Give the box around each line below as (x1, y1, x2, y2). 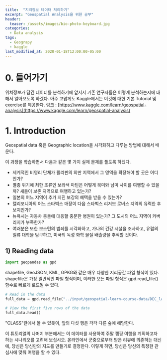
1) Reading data (5, 246, 54, 255)
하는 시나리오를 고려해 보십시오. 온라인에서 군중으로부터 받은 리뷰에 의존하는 (5, 337, 153, 343)
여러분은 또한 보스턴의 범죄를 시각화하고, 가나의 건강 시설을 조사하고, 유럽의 (12, 225, 159, 232)
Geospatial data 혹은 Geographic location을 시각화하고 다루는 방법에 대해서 (5, 142, 154, 148)
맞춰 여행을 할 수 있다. (18, 349, 61, 355)
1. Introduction (5, 125, 66, 136)
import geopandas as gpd (5, 260, 57, 265)
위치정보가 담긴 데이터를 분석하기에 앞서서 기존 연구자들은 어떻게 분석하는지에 (5, 89, 156, 95)
